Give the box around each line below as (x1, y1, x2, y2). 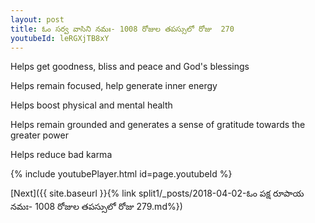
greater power (10, 129, 69, 141)
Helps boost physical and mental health (10, 99, 173, 111)
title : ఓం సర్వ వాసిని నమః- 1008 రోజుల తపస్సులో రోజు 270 (10, 24, 235, 34)
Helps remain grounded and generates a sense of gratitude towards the (10, 119, 306, 131)
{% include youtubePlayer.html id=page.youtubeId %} (10, 168, 233, 180)
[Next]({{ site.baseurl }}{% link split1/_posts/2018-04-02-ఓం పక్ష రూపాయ (10, 187, 305, 200)
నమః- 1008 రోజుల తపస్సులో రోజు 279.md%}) (10, 201, 183, 213)
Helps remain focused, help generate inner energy (10, 80, 218, 92)
